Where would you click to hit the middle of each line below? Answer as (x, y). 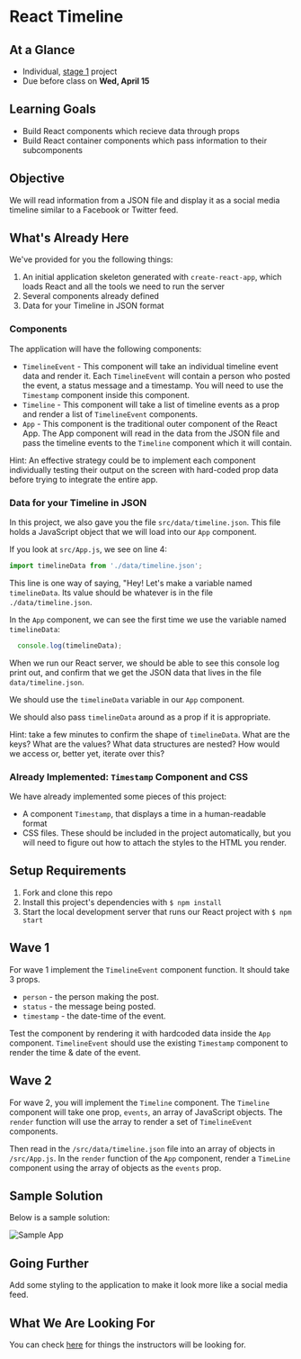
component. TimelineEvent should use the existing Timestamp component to (149, 1043)
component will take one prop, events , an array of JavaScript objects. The (146, 1112)
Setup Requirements (68, 871)
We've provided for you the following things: (91, 259)
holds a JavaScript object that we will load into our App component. (133, 532)
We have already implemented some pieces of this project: (118, 797)
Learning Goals (53, 109)
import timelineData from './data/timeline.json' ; (106, 566)
